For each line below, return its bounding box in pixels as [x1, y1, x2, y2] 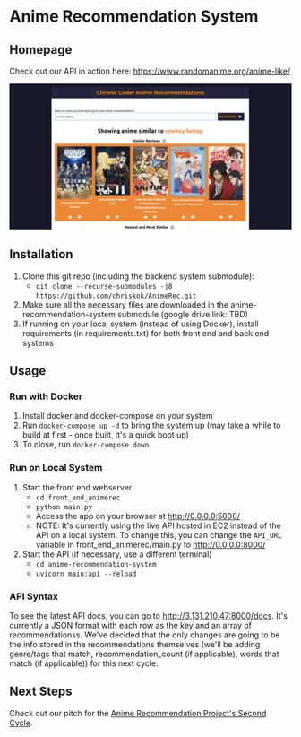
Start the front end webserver [21, 481, 133, 492]
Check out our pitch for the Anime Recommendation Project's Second [9, 707, 267, 718]
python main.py [35, 502, 92, 512]
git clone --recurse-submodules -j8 [35, 282, 173, 290]
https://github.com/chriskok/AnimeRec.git [35, 291, 197, 300]
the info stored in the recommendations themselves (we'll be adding [9, 638, 261, 649]
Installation [9, 247, 73, 262]
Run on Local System [9, 462, 103, 474]
